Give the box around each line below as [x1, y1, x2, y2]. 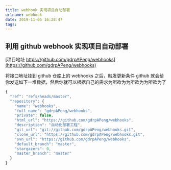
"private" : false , [14, 113, 54, 118]
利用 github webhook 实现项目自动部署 [5, 42, 129, 51]
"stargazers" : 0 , [14, 146, 52, 151]
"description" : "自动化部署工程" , [14, 123, 83, 128]
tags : [5, 21, 17, 27]
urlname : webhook [5, 12, 42, 17]
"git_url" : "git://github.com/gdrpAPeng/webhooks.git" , [14, 127, 136, 133]
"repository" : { [10, 99, 44, 104]
